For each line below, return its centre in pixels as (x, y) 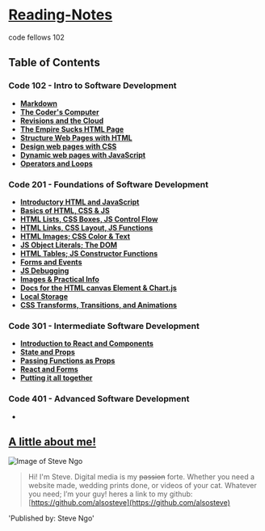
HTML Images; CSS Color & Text (75, 236)
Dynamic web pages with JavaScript (83, 154)
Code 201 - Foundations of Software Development (108, 184)
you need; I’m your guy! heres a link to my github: (110, 494)
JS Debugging (44, 270)
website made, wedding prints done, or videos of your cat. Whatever (142, 486)
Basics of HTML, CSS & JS (65, 210)
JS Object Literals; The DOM (68, 245)
